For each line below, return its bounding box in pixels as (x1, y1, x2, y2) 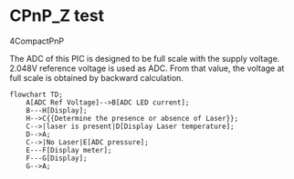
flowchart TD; (9, 90, 64, 99)
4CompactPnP (9, 35, 65, 46)
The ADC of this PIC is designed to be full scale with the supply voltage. (9, 53, 280, 64)
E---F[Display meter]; (26, 145, 112, 154)
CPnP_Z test (9, 5, 105, 26)
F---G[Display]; (26, 154, 89, 163)
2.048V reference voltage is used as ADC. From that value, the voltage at (9, 63, 285, 74)
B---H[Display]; (26, 105, 89, 114)
